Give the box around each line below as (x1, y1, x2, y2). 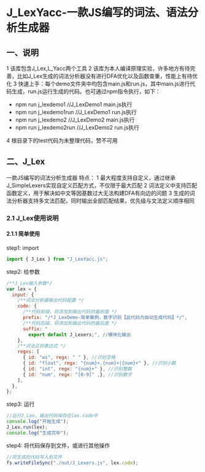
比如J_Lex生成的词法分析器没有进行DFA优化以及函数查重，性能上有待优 (17, 72, 198, 80)
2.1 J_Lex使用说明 (6, 214, 59, 222)
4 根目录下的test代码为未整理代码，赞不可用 (6, 137, 118, 144)
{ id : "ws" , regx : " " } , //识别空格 (22, 354, 115, 361)
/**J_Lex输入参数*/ (6, 280, 53, 286)
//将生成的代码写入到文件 (6, 454, 63, 460)
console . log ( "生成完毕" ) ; (6, 430, 69, 436)
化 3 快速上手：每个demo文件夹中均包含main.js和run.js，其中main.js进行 (6, 80, 190, 87)
